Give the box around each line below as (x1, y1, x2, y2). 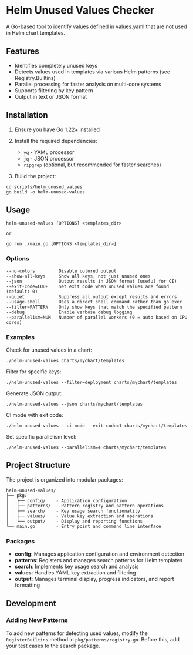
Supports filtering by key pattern (14, 86, 93, 94)
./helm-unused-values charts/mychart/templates (6, 357, 125, 363)
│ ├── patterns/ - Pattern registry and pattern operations (6, 503, 164, 509)
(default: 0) (6, 289, 38, 295)
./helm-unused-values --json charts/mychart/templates (6, 401, 143, 407)
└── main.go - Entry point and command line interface (6, 523, 161, 529)
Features (6, 46, 39, 56)
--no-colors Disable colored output (6, 268, 117, 274)
